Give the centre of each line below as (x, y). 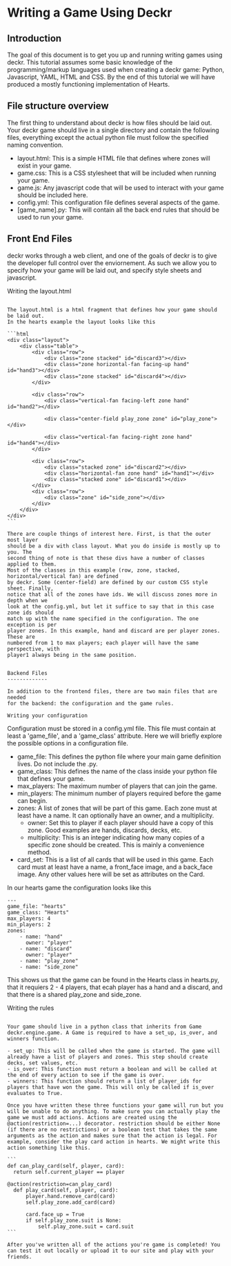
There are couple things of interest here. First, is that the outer (109, 534)
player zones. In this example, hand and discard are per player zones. (114, 631)
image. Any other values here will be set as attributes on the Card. (111, 874)
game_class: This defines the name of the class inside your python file (117, 771)
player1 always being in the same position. (72, 655)
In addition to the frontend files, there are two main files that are (112, 691)
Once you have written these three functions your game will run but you (115, 1105)
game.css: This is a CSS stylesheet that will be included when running (117, 173)
